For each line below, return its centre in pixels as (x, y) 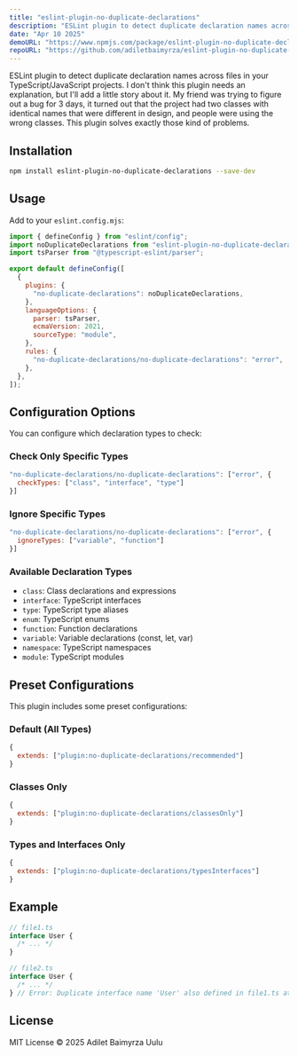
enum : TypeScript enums (66, 619)
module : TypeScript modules (73, 657)
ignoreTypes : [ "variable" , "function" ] (91, 541)
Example (34, 907)
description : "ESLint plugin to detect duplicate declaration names (138, 26)
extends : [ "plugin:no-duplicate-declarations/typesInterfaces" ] (138, 871)
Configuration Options (72, 412)
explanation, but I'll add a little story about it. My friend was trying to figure (145, 95)
